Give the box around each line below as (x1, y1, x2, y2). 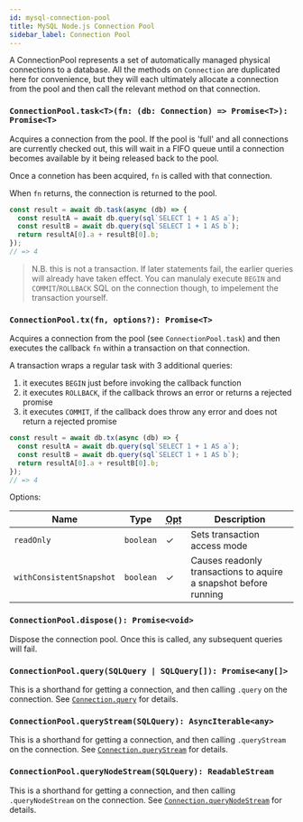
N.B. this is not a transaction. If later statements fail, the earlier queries (31, 263, 294, 274)
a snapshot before (190, 577, 268, 590)
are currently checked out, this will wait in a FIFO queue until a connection (9, 143, 285, 154)
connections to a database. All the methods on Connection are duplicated (9, 64, 281, 75)
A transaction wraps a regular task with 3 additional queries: (9, 360, 233, 371)
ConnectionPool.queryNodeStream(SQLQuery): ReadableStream (9, 767, 274, 777)
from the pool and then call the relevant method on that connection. (9, 83, 261, 95)
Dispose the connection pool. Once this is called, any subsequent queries (9, 633, 283, 644)
